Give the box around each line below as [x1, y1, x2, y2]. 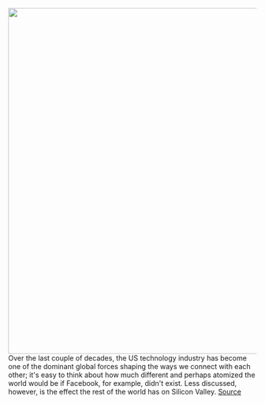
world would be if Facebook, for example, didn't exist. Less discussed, [8, 379, 237, 387]
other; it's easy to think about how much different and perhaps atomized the [8, 370, 256, 379]
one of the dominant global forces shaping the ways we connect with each [8, 362, 251, 371]
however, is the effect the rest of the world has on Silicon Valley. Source [8, 387, 242, 396]
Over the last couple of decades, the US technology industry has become [8, 353, 247, 363]
